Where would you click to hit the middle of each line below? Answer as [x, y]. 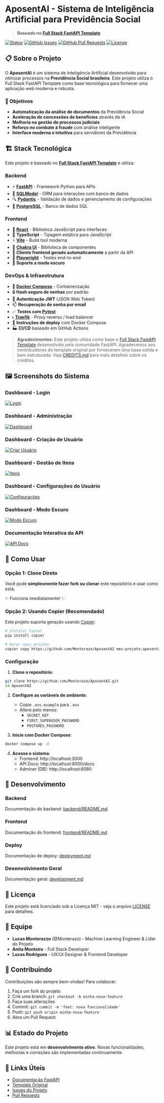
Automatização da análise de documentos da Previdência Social [78, 112]
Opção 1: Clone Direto [31, 573]
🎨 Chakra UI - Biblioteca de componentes [54, 247]
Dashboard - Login [28, 393]
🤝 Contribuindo [29, 970]
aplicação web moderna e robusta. [40, 88]
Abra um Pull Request [34, 1017]
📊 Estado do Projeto [37, 1033]
